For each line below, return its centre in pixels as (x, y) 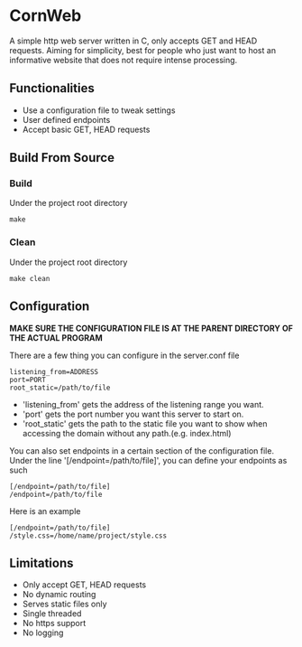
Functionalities (52, 88)
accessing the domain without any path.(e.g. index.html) (127, 433)
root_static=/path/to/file (60, 388)
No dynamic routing (59, 595)
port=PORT (28, 380)
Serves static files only (64, 604)
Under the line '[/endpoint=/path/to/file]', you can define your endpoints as (148, 460)
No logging (43, 633)
